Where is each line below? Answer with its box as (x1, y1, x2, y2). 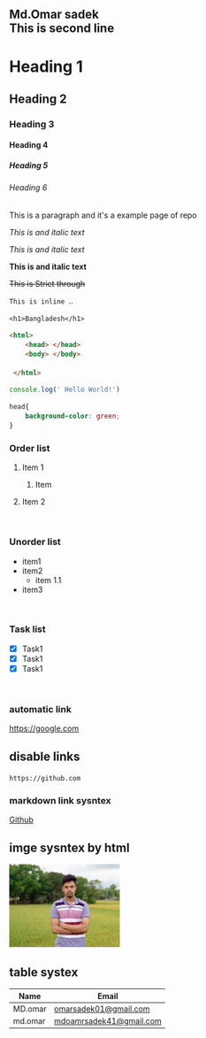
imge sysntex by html (9, 840, 130, 855)
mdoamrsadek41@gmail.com (54, 1016, 162, 1026)
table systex (9, 965, 79, 980)
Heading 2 (9, 91, 68, 106)
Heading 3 (9, 118, 55, 130)
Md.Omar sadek (9, 7, 99, 22)
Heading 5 (9, 160, 49, 171)
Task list (9, 623, 46, 635)
